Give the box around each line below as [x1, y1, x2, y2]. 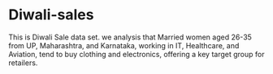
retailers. [8, 58, 38, 68]
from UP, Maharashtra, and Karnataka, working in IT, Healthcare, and [8, 40, 240, 50]
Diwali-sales [8, 6, 94, 24]
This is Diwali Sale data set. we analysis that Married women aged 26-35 [8, 32, 252, 42]
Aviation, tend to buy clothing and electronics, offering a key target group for [8, 49, 265, 59]
